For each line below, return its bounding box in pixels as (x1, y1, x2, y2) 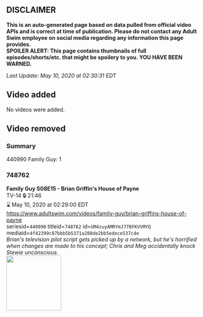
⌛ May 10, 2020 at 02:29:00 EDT (6, 201, 88, 208)
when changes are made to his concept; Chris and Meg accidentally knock (6, 242, 196, 249)
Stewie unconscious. (6, 249, 59, 256)
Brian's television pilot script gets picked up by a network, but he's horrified (6, 235, 197, 243)
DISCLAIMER (6, 5, 56, 15)
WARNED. (6, 60, 32, 67)
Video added (6, 90, 56, 100)
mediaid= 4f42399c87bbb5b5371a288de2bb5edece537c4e (6, 229, 139, 236)
